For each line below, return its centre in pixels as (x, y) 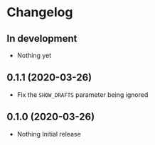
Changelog (40, 12)
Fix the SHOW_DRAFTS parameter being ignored (82, 94)
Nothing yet (34, 55)
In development (42, 39)
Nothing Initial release (49, 134)
